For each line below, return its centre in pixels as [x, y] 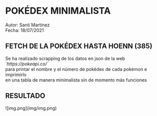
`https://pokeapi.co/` [27, 64]
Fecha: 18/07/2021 [25, 30]
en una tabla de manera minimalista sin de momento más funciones [76, 80]
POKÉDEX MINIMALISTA [58, 11]
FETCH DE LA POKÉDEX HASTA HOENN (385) [79, 46]
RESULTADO [25, 96]
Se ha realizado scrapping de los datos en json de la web [65, 58]
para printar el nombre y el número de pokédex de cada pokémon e [76, 69]
